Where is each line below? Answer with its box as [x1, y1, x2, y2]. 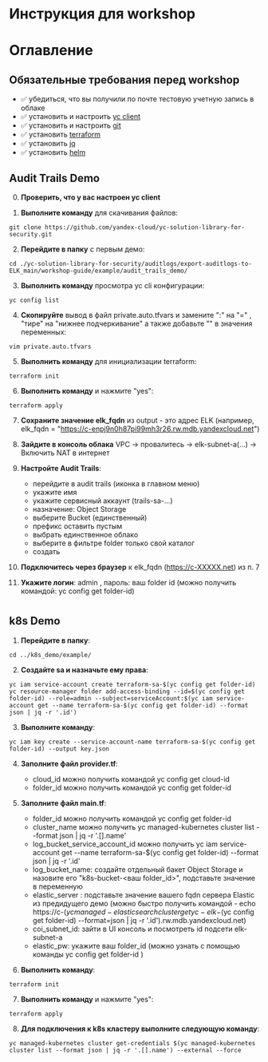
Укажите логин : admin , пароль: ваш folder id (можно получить [20, 578, 237, 587]
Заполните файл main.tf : [20, 798, 107, 807]
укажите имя [32, 488, 77, 497]
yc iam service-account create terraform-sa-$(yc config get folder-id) [9, 680, 256, 688]
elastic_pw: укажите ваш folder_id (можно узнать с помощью [32, 941, 240, 950]
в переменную [32, 882, 83, 891]
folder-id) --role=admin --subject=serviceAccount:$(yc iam [9, 694, 214, 703]
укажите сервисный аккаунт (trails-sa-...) [32, 496, 174, 505]
